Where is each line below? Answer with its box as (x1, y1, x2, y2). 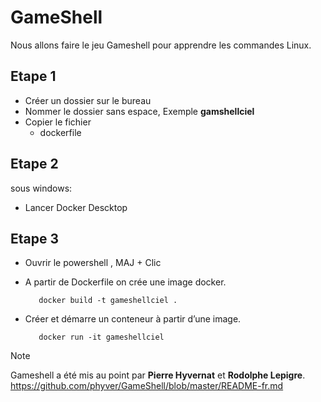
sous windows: (10, 182, 73, 194)
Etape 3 (10, 230, 60, 247)
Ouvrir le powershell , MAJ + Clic (24, 257, 162, 269)
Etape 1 (10, 68, 57, 85)
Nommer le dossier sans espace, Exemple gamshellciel (24, 105, 255, 117)
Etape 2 (10, 156, 59, 173)
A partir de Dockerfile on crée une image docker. (24, 276, 227, 288)
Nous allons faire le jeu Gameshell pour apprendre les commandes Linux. (10, 39, 312, 51)
